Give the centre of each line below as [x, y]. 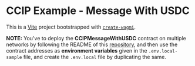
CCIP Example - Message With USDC [98, 11]
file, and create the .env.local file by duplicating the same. [95, 57]
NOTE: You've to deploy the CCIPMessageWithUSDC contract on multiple [96, 38]
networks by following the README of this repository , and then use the [92, 44]
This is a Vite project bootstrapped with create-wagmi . [71, 27]
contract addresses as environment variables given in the [77, 50]
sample [14, 57]
